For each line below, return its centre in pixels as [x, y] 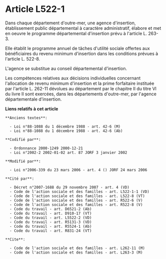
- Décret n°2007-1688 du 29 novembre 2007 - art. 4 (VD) [70, 187]
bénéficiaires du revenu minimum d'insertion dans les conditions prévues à [82, 54]
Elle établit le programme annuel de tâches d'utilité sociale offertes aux [78, 48]
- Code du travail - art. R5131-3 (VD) [51, 222]
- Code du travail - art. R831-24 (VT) [51, 231]
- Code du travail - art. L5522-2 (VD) [51, 218]
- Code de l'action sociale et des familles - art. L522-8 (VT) [77, 196]
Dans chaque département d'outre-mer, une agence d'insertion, [71, 23]
